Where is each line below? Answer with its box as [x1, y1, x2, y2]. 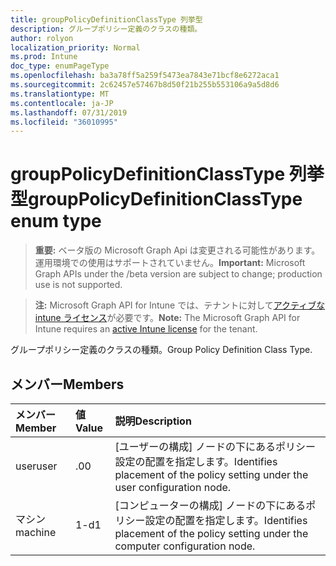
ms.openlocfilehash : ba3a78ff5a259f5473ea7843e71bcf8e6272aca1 [10, 71, 280, 81]
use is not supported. [34, 279, 123, 291]
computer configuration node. [114, 539, 256, 553]
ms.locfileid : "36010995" [10, 117, 118, 127]
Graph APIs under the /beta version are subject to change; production [34, 268, 323, 280]
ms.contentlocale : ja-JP [10, 98, 114, 108]
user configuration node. [114, 481, 232, 494]
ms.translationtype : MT [10, 89, 110, 99]
